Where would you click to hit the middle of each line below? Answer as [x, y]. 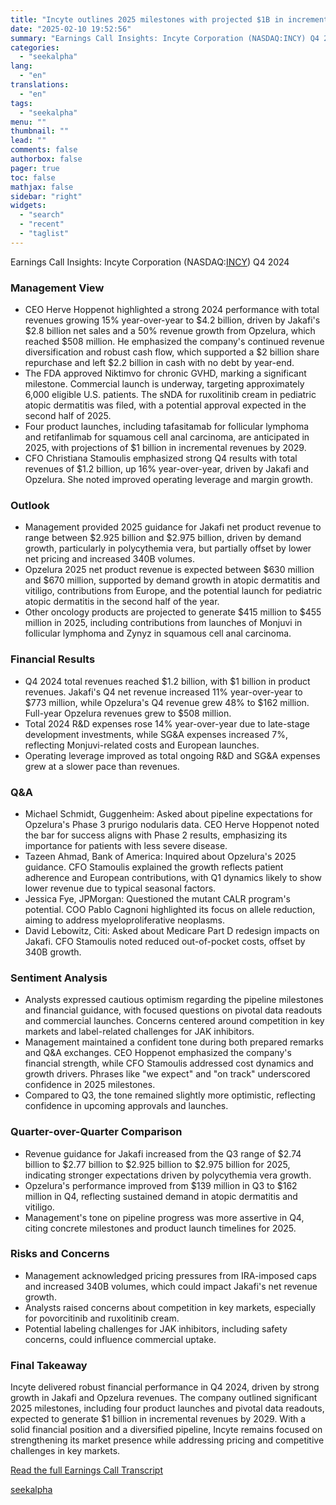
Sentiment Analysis [59, 978]
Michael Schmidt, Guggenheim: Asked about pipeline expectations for [168, 813]
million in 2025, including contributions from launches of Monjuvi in [163, 623]
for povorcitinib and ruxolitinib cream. [102, 1318]
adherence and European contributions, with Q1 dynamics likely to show [173, 877]
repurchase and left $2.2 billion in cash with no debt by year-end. [159, 363]
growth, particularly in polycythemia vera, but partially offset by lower [168, 548]
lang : [21, 66]
